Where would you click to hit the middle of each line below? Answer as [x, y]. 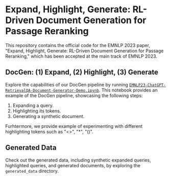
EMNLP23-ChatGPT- [148, 85]
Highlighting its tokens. [37, 110]
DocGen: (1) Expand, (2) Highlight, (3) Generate [82, 72]
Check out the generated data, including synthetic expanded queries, [78, 160]
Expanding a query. [33, 105]
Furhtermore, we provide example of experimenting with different [74, 126]
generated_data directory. [32, 171]
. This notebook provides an [128, 90]
